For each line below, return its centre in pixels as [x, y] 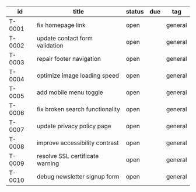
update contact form [65, 38]
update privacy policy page [74, 126]
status [135, 11]
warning [48, 163]
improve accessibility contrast [78, 143]
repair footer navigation [69, 59]
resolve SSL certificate [68, 156]
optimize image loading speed [78, 76]
